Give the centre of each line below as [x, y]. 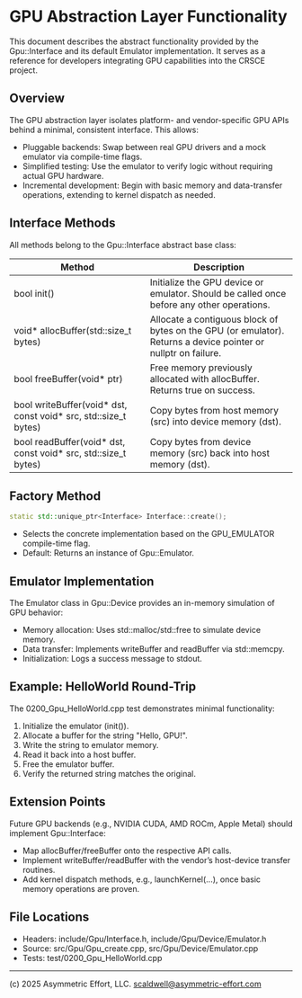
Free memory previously [201, 368]
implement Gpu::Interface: [58, 833]
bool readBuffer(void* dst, [70, 441]
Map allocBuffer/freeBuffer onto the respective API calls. [127, 851]
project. [24, 70]
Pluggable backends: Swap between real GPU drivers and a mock [144, 147]
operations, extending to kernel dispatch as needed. [119, 194]
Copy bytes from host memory [214, 410]
